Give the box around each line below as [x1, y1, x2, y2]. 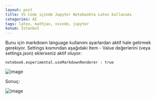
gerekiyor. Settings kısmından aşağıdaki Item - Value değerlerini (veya [5, 45, 150, 51]
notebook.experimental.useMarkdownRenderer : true [5, 60, 114, 65]
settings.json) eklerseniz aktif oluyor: [5, 50, 82, 56]
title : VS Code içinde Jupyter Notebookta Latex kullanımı [5, 12, 132, 17]
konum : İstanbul [5, 26, 39, 31]
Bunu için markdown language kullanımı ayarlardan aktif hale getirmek [5, 39, 151, 45]
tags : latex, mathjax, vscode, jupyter [5, 21, 89, 26]
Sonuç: [5, 78, 20, 84]
